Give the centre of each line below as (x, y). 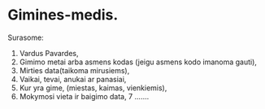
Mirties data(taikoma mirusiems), (74, 70)
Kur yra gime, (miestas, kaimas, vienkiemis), (93, 88)
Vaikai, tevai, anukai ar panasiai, (73, 79)
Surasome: (26, 37)
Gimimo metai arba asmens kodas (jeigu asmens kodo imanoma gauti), (138, 62)
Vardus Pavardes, (49, 53)
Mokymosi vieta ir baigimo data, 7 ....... (84, 96)
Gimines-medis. (63, 15)
